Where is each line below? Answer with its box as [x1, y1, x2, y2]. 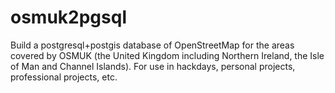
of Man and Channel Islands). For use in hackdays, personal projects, [10, 60, 296, 72]
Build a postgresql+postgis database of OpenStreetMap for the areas [10, 39, 295, 51]
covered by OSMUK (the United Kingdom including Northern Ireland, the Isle [10, 49, 325, 61]
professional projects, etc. [10, 71, 118, 83]
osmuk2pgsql [10, 6, 127, 29]
